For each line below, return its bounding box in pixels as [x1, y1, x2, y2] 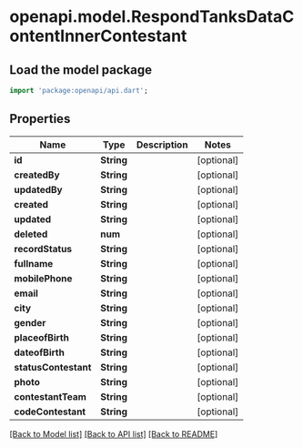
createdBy [14, 168, 61, 181]
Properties [9, 111, 71, 127]
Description [136, 138, 188, 151]
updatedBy [14, 183, 63, 196]
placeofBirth [14, 331, 70, 343]
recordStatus [14, 242, 73, 255]
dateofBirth [14, 346, 66, 359]
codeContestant [14, 405, 86, 418]
